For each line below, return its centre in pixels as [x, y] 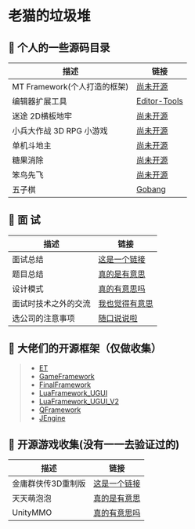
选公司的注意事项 [44, 318]
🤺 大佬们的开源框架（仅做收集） [85, 349]
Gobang [151, 189]
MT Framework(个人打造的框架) [70, 87]
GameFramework [67, 376]
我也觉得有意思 [126, 303]
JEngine [52, 418]
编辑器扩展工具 [40, 101]
